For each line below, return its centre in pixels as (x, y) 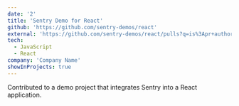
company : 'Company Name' (44, 60)
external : (22, 34)
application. (25, 95)
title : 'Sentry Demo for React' (55, 21)
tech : (15, 41)
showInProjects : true (39, 67)
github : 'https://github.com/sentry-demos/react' (83, 27)
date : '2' (22, 14)
